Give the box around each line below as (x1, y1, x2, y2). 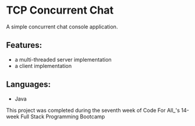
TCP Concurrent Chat (6, 4, 114, 17)
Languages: (6, 79, 51, 89)
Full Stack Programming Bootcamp (20, 113, 105, 120)
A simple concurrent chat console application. (6, 23, 118, 30)
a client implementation (14, 62, 72, 69)
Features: (6, 40, 43, 50)
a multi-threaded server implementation (14, 56, 112, 63)
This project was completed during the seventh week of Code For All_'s (6, 106, 180, 114)
